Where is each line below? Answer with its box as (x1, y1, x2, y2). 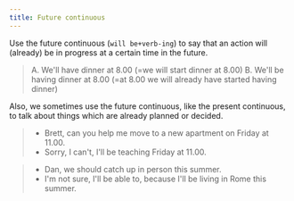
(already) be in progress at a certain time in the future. (9, 46, 208, 58)
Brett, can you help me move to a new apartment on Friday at (44, 127, 269, 138)
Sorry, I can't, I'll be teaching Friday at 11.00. (44, 147, 207, 157)
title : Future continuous (9, 13, 105, 22)
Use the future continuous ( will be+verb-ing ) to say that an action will (9, 38, 268, 48)
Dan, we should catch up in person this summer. (44, 163, 222, 174)
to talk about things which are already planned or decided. (9, 110, 224, 121)
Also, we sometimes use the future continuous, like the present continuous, (9, 100, 287, 112)
